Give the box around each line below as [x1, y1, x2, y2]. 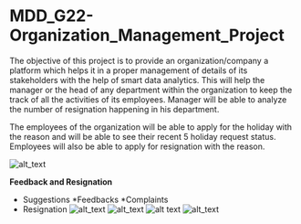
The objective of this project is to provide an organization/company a [9, 55, 269, 66]
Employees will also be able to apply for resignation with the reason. [9, 141, 265, 152]
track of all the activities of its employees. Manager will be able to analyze [9, 93, 287, 105]
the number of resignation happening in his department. [9, 103, 220, 114]
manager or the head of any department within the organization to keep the [9, 84, 293, 95]
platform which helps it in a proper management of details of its [9, 65, 248, 76]
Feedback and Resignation [9, 176, 112, 187]
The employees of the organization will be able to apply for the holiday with [9, 121, 293, 133]
